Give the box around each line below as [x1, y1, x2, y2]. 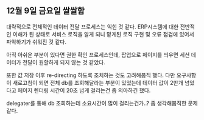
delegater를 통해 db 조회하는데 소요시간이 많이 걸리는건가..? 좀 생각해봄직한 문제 [6, 99, 198, 107]
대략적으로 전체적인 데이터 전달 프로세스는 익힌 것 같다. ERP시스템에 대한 [6, 23, 179, 30]
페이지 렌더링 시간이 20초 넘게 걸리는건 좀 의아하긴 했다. [17, 87, 151, 94]
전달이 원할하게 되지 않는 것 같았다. [22, 58, 105, 65]
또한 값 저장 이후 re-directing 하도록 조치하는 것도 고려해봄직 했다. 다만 [6, 72, 175, 79]
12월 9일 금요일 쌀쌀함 [6, 5, 85, 16]
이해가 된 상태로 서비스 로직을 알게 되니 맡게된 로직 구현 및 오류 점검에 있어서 [12, 30, 195, 38]
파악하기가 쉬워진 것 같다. [6, 38, 67, 45]
